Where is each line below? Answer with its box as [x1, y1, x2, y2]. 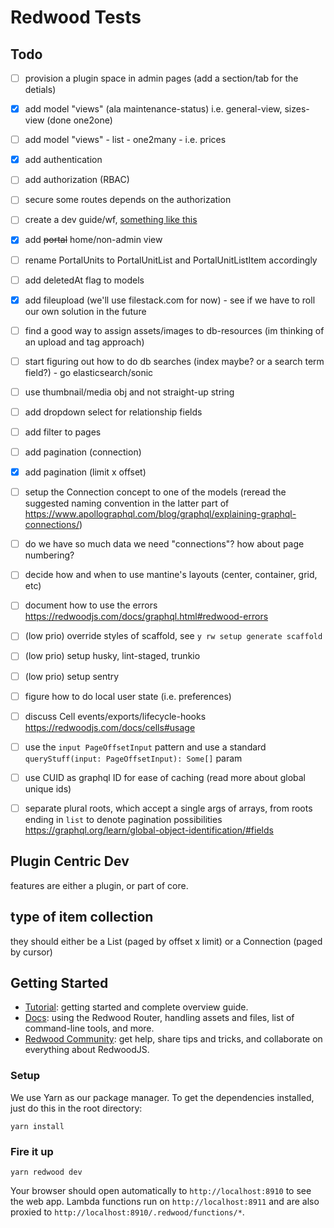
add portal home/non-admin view [24, 234, 163, 246]
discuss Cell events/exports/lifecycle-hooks [24, 710, 207, 722]
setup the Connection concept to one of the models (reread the [24, 486, 287, 498]
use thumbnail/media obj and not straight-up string [24, 386, 235, 398]
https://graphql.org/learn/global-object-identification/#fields [24, 824, 274, 836]
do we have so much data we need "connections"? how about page [24, 538, 305, 550]
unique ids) [24, 782, 72, 795]
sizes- [284, 103, 310, 115]
